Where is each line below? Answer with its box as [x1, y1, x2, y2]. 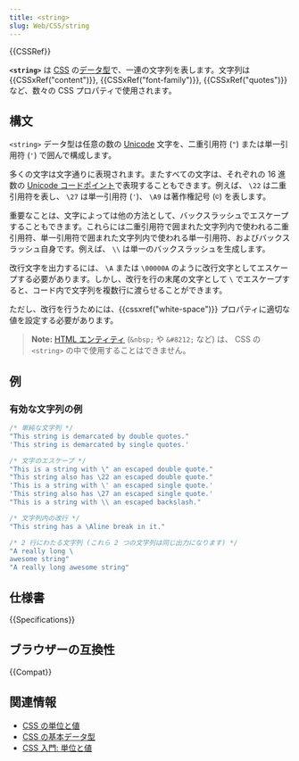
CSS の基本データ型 [21, 731, 96, 741]
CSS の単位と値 [21, 720, 80, 731]
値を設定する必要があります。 [9, 315, 119, 326]
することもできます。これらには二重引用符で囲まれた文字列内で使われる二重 [9, 221, 290, 232]
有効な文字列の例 [9, 402, 83, 415]
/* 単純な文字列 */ [9, 424, 74, 433]
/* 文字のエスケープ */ [9, 456, 87, 465]
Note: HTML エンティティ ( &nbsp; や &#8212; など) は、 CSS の [30, 334, 262, 344]
